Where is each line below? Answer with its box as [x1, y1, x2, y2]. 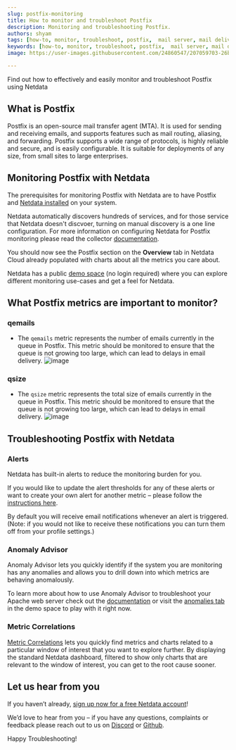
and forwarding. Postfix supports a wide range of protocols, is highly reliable [7, 137, 229, 145]
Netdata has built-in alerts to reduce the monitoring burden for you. [7, 470, 202, 479]
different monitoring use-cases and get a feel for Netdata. [7, 276, 175, 285]
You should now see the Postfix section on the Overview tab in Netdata [7, 248, 214, 256]
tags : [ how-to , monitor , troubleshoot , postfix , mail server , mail [7, 37, 212, 44]
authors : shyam [7, 30, 52, 37]
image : [7, 50, 27, 57]
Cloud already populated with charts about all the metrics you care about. [7, 255, 221, 264]
